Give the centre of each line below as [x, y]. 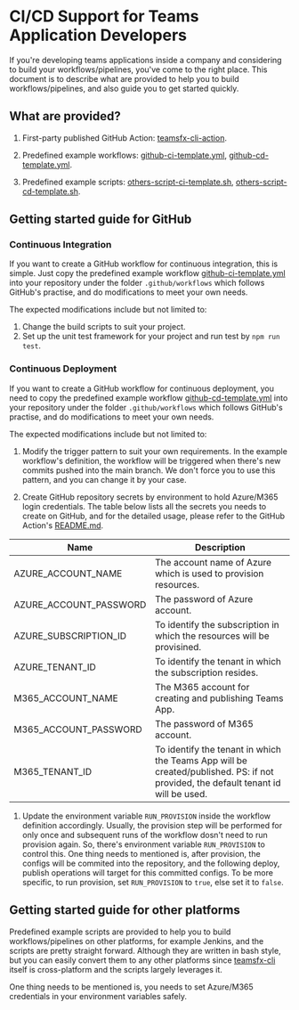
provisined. [178, 647]
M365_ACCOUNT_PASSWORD [78, 729]
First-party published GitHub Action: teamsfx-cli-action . [124, 138]
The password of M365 [204, 723]
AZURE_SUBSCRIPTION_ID [70, 636]
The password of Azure [204, 599]
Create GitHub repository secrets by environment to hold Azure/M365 [150, 497]
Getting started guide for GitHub [101, 220]
